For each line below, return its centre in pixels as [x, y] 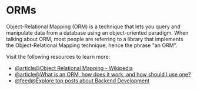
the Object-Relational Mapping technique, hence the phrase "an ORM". [92, 45]
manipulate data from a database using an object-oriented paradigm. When [97, 32]
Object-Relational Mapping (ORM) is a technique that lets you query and [93, 26]
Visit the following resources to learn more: [58, 56]
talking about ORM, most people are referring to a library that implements [95, 39]
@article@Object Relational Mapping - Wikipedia [74, 68]
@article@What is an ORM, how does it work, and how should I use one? [103, 74]
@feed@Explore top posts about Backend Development [82, 81]
